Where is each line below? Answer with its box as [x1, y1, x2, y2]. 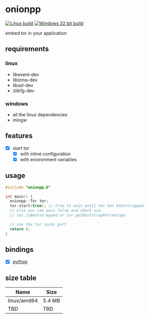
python [12, 259, 28, 265]
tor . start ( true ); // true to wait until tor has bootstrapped [10, 203, 144, 208]
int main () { [5, 194, 33, 199]
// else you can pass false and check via [10, 208, 101, 213]
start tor [12, 145, 29, 151]
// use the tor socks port [10, 221, 67, 227]
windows [5, 100, 28, 107]
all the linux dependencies [12, 111, 67, 117]
